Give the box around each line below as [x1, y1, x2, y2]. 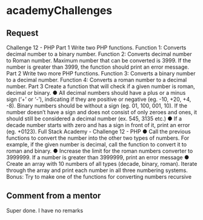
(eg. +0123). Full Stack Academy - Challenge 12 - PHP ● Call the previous [6, 128, 191, 135]
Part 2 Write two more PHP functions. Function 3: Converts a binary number [6, 70, 196, 77]
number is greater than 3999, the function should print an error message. [6, 63, 190, 70]
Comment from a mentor [6, 191, 101, 201]
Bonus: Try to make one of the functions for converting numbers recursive [6, 173, 192, 180]
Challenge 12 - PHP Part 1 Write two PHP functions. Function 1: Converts [6, 44, 187, 51]
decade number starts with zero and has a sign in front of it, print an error [6, 122, 190, 128]
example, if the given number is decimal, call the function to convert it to [6, 141, 187, 148]
